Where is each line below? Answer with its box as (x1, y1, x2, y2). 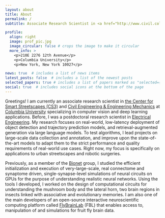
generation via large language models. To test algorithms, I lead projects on (5, 129, 158, 136)
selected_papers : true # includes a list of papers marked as (5, 80, 135, 85)
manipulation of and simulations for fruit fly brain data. (5, 207, 115, 213)
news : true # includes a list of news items (5, 71, 100, 76)
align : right (9, 35, 36, 39)
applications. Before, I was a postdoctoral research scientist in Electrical (5, 114, 151, 120)
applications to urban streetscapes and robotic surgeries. (5, 150, 121, 156)
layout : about (5, 7, 34, 12)
